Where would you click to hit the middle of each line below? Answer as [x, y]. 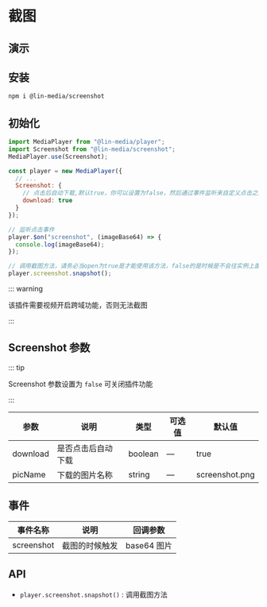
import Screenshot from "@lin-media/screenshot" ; [92, 149]
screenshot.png [225, 474]
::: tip [17, 367]
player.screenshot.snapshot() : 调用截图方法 [94, 594]
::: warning [26, 289]
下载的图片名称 [85, 475]
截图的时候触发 [90, 545]
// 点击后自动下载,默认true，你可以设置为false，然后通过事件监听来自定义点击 [137, 193]
